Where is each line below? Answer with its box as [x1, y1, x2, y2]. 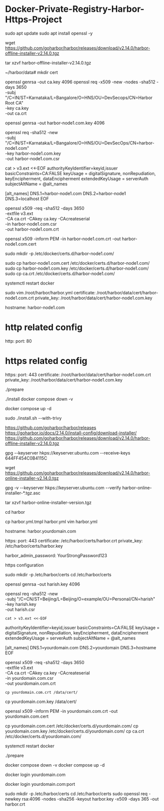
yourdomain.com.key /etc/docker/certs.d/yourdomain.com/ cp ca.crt [5, 728, 144, 734]
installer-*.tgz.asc [5, 490, 41, 496]
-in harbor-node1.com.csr [5, 221, 57, 227]
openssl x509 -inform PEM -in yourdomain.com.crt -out [5, 708, 118, 714]
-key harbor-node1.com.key [5, 150, 61, 156]
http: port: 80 [5, 338, 32, 344]
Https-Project [5, 14, 62, 25]
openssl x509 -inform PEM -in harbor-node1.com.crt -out [5, 236, 121, 242]
